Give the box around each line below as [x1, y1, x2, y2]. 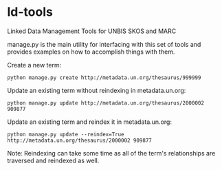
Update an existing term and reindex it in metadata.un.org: [7, 118, 172, 126]
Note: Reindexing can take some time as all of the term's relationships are [7, 149, 216, 157]
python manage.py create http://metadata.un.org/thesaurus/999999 [7, 74, 201, 81]
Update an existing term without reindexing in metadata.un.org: [7, 86, 186, 94]
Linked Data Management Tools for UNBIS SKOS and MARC [7, 27, 177, 35]
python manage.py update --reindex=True [7, 131, 125, 138]
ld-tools [7, 4, 53, 20]
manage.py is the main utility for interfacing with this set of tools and [7, 40, 201, 48]
